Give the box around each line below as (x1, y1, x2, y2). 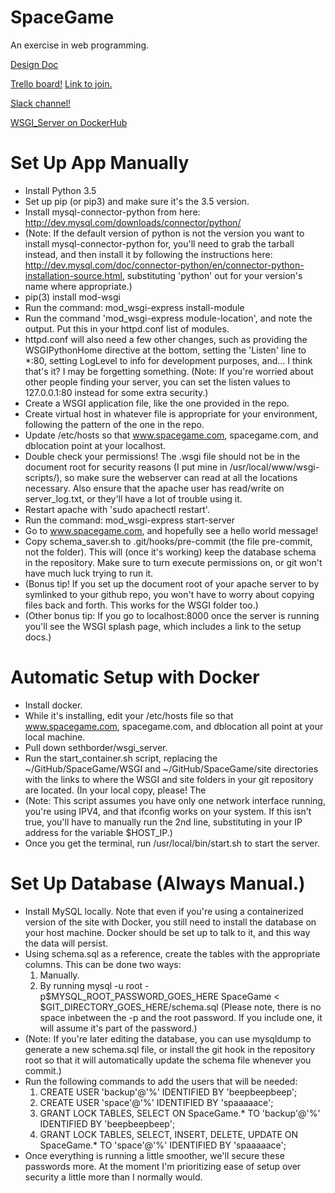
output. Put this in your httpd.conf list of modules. (24, 322, 230, 335)
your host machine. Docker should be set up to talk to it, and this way (24, 926, 311, 938)
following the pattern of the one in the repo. (24, 418, 205, 430)
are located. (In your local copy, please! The (24, 784, 207, 796)
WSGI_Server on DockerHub (10, 116, 128, 128)
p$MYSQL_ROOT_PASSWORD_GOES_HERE (39, 990, 219, 1002)
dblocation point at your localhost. (24, 439, 167, 451)
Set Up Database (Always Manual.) (10, 872, 306, 895)
